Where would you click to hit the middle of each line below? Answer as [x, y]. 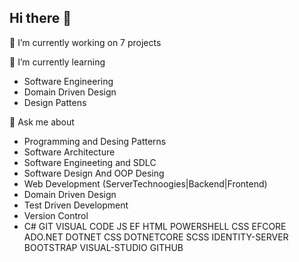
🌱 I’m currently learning [57, 62]
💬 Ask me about [42, 122]
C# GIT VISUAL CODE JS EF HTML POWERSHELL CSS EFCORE [155, 226]
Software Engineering [68, 81]
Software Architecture [69, 152]
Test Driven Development [76, 205]
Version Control [56, 215]
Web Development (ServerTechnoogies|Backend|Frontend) [145, 183]
